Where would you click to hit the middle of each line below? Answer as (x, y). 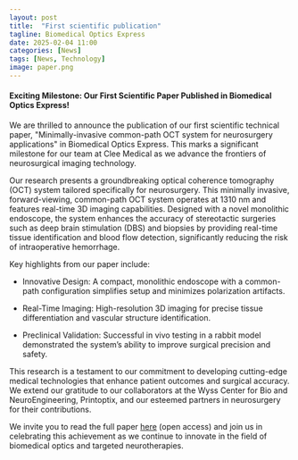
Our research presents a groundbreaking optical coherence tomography (142, 180)
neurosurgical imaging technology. (73, 163)
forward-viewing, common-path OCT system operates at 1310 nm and (138, 200)
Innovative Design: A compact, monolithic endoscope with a (132, 281)
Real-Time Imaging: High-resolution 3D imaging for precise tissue (142, 308)
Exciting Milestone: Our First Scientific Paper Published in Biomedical (141, 96)
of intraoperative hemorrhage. (65, 247)
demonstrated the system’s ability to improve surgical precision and (146, 345)
